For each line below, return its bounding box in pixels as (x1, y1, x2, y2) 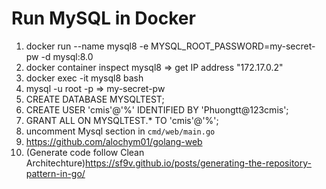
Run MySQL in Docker (11, 7, 196, 30)
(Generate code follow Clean (25, 146, 145, 158)
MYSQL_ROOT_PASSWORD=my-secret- (150, 40, 316, 52)
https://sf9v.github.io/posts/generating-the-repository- (85, 157, 312, 169)
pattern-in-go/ (25, 167, 86, 179)
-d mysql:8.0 (40, 50, 94, 62)
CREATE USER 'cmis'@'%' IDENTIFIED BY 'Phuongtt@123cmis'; (25, 103, 289, 116)
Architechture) (25, 157, 86, 169)
